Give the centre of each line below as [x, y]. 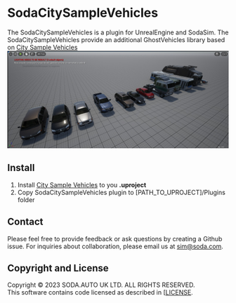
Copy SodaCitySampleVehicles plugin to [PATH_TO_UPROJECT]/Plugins [122, 192]
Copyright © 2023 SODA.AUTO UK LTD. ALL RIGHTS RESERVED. [101, 285]
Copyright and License [58, 268]
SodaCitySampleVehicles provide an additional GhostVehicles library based [116, 39]
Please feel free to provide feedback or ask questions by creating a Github [115, 238]
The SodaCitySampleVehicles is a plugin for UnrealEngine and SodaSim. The [118, 32]
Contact [25, 222]
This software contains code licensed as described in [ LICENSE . [100, 292]
